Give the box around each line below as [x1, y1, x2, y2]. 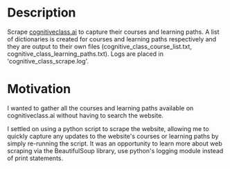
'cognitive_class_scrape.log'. [7, 57, 89, 65]
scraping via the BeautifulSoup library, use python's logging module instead [7, 146, 224, 155]
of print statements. [7, 154, 64, 162]
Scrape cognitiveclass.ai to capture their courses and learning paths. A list [7, 28, 220, 36]
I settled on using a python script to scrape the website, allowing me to [7, 124, 209, 132]
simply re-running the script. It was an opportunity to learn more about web [7, 139, 223, 148]
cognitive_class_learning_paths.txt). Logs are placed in [7, 50, 164, 58]
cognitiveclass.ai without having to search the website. [7, 111, 164, 119]
